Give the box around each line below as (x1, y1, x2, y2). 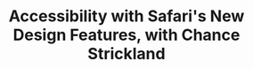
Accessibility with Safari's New (8, 6, 245, 27)
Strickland (87, 44, 166, 64)
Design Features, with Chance (12, 25, 241, 45)
